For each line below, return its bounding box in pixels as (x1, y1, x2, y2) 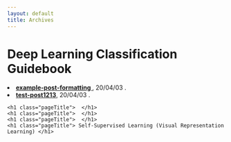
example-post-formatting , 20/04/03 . (16, 83, 127, 92)
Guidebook (7, 61, 72, 77)
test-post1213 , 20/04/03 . (16, 91, 91, 99)
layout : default (7, 10, 54, 17)
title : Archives (7, 17, 54, 23)
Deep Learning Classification (7, 46, 178, 62)
